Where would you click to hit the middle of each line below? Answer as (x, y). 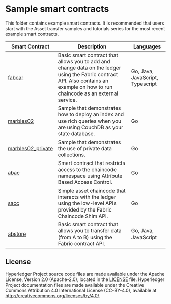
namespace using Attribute (90, 176)
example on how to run (85, 87)
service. (67, 100)
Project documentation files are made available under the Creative (75, 285)
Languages (147, 46)
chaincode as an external (88, 93)
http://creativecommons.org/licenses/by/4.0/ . (53, 296)
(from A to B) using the (85, 237)
